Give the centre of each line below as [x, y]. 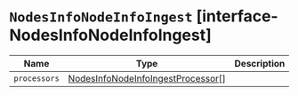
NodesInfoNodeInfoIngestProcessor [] [147, 78]
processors [36, 78]
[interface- [237, 16]
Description [260, 63]
